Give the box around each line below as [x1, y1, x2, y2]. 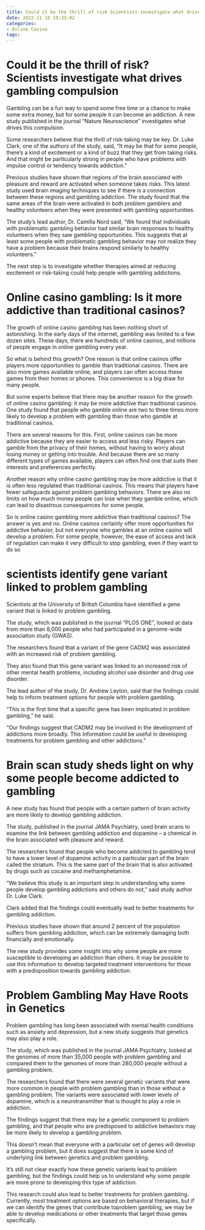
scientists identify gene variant [6, 567, 168, 581]
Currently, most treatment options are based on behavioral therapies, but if [6, 1197, 195, 1204]
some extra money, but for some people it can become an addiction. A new [6, 111, 195, 118]
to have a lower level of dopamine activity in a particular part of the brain [6, 854, 189, 861]
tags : [6, 32, 20, 38]
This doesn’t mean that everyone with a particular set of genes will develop [6, 1141, 195, 1148]
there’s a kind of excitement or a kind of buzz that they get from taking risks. [6, 149, 198, 156]
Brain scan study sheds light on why [6, 758, 194, 772]
